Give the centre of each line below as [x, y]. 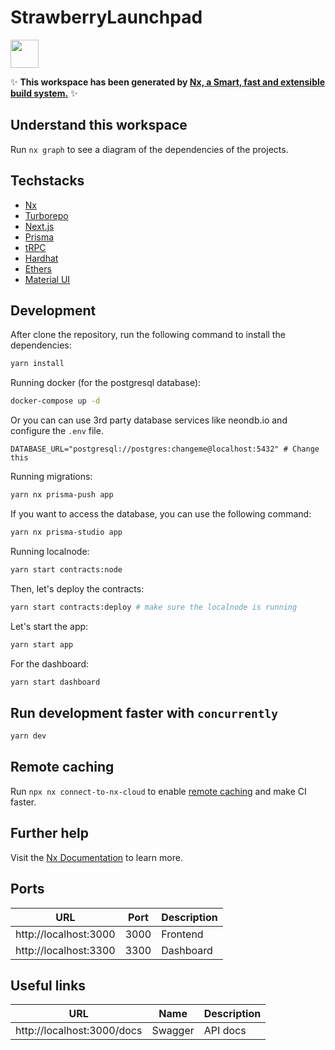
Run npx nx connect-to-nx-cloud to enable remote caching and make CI [158, 791]
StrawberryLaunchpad [106, 17]
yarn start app [42, 644]
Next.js [39, 226]
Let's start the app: [49, 626]
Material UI [47, 279]
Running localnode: [50, 551]
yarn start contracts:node [66, 569]
